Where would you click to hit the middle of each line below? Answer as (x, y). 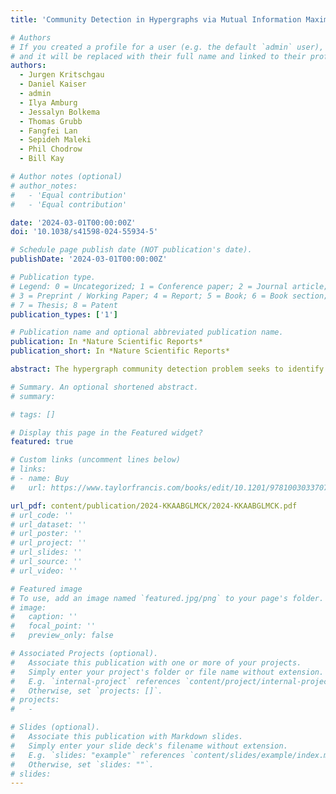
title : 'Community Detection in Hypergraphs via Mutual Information (156, 19)
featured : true (42, 442)
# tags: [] (33, 414)
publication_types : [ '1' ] (64, 314)
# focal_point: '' (53, 626)
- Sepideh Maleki (55, 140)
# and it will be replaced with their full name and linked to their (158, 56)
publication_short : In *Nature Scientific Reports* (120, 351)
